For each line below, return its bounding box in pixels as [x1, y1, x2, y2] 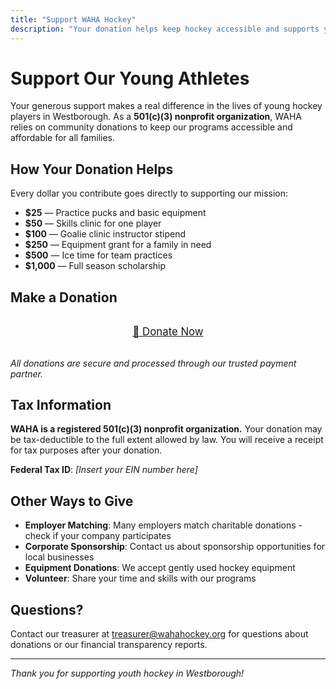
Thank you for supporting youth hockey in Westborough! [10, 667, 245, 680]
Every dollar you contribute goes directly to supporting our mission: [10, 187, 289, 200]
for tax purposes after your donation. [10, 444, 163, 456]
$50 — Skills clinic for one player [24, 217, 162, 230]
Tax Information [10, 397, 112, 414]
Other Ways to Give [10, 492, 134, 510]
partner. [10, 367, 44, 380]
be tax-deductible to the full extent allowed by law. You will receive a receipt [10, 434, 324, 446]
